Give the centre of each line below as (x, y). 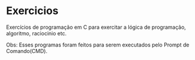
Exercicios (32, 11)
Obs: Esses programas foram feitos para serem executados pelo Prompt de (98, 45)
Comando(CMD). (27, 51)
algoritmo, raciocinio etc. (36, 33)
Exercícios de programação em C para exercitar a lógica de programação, (96, 27)
